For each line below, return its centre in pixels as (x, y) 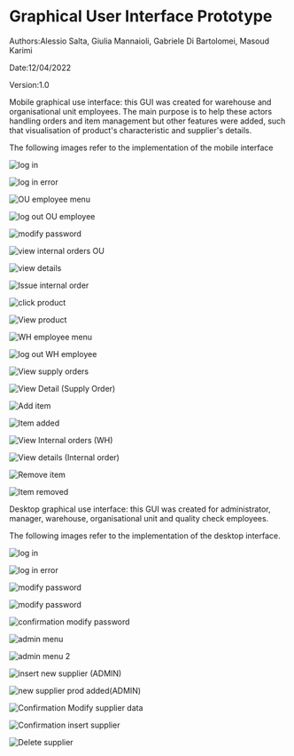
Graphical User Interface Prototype (141, 16)
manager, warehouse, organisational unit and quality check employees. (139, 518)
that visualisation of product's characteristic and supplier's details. (131, 130)
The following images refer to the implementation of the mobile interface (141, 147)
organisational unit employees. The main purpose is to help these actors (141, 111)
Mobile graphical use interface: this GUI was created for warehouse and (140, 102)
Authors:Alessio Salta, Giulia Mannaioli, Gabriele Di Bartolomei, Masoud (139, 41)
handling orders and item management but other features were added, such (147, 121)
